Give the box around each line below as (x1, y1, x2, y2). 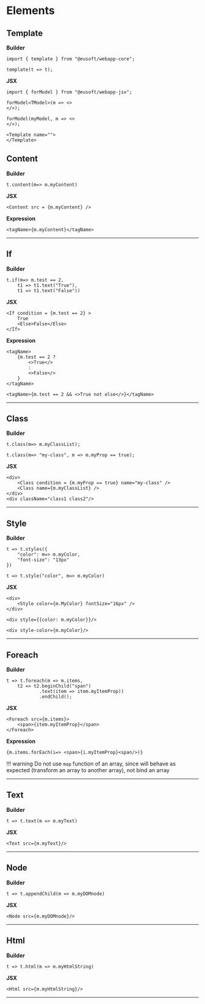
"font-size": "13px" (17, 557, 70, 563)
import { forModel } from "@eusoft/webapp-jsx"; (6, 89, 132, 95)
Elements (6, 4, 55, 18)
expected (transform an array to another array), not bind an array (6, 767, 170, 774)
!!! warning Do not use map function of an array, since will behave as (6, 760, 176, 767)
